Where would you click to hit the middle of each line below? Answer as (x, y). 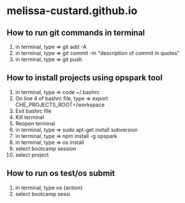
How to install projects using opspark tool (85, 78)
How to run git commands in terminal (76, 33)
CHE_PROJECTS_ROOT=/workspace (60, 104)
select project (32, 155)
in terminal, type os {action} (49, 188)
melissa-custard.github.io (72, 11)
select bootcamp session (46, 148)
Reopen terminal (35, 123)
